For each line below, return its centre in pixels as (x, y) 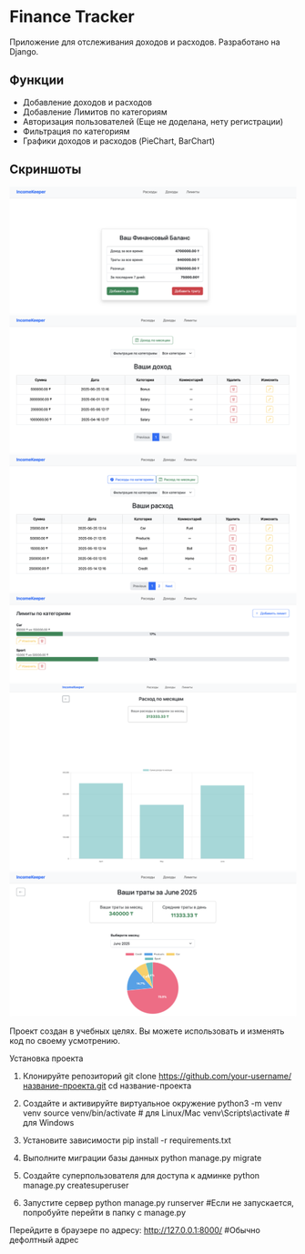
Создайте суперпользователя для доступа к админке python (141, 1175)
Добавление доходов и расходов (87, 102)
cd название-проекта (150, 1086)
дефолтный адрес (44, 1239)
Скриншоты (46, 170)
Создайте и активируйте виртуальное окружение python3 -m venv (152, 1103)
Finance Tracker (72, 17)
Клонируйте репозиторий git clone (90, 1076)
